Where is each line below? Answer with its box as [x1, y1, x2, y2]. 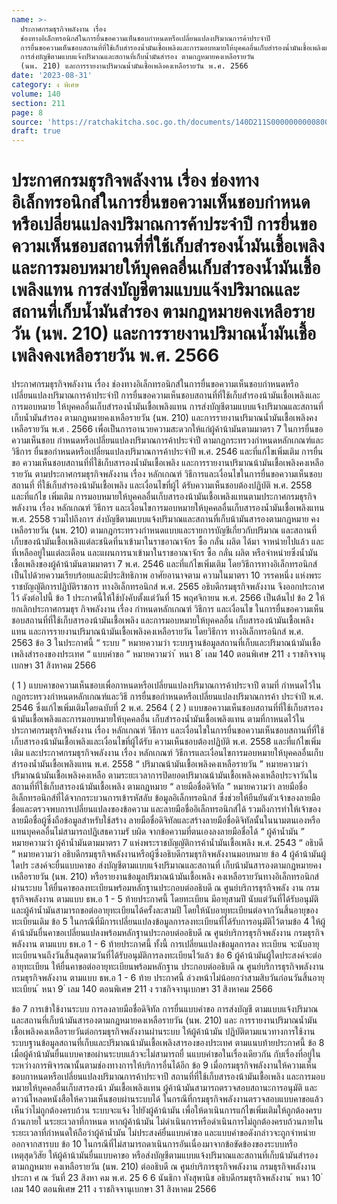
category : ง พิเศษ [11, 80, 80, 90]
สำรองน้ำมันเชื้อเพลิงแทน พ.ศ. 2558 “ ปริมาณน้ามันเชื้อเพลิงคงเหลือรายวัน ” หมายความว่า [11, 758, 308, 770]
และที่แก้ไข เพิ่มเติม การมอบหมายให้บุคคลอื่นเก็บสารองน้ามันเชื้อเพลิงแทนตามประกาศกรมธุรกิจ [11, 491, 317, 503]
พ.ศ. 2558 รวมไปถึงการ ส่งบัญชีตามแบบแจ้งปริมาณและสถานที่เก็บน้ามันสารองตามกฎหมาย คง [11, 513, 320, 525]
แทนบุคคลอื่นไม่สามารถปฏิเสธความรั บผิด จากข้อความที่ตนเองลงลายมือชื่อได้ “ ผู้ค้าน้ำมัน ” [11, 826, 305, 838]
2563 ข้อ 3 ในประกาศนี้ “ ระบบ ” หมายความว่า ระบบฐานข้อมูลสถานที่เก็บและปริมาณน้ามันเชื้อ [11, 637, 321, 649]
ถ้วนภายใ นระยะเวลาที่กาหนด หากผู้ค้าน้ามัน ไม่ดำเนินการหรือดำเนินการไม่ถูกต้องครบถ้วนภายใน [11, 1116, 324, 1128]
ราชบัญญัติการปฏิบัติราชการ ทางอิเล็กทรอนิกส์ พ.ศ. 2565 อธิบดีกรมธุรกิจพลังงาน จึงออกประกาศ [11, 581, 325, 593]
